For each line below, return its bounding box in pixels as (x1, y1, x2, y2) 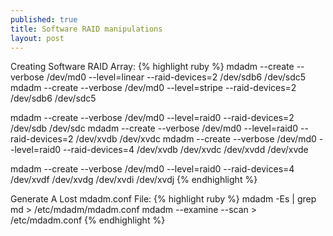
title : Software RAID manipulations (10, 24, 163, 34)
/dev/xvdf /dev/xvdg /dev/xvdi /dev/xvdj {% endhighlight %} (10, 174, 258, 186)
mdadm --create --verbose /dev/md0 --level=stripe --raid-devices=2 (10, 82, 297, 94)
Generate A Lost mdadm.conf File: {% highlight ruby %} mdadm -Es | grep (10, 193, 317, 205)
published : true (10, 14, 78, 25)
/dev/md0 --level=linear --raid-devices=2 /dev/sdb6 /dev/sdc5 (46, 71, 307, 83)
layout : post (10, 33, 65, 43)
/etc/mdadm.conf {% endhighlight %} (10, 214, 166, 226)
